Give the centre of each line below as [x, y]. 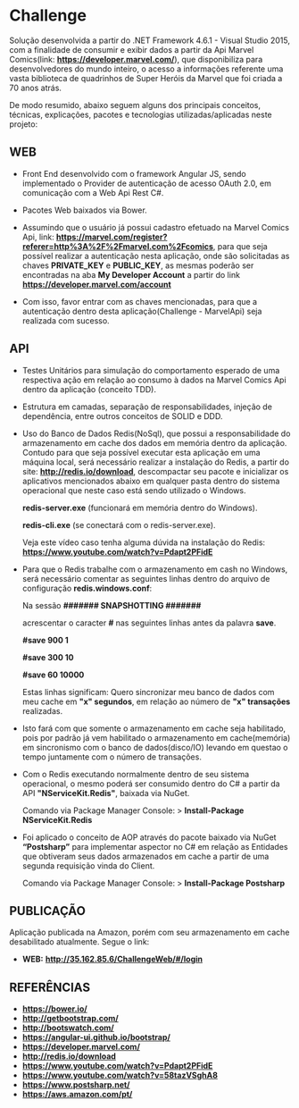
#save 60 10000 [53, 675]
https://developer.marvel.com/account [96, 284]
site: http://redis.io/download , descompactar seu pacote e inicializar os [155, 471]
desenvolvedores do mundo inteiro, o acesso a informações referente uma [146, 69]
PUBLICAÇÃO [48, 911]
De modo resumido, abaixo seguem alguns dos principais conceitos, [135, 105]
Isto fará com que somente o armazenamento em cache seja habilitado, [154, 728]
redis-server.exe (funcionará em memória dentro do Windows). [140, 508]
